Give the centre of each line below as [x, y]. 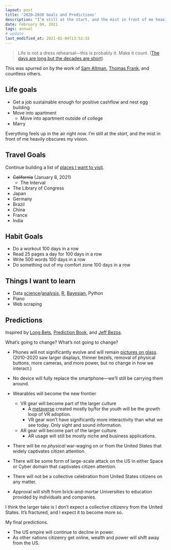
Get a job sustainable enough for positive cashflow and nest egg [80, 102]
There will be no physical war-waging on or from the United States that [87, 446]
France [20, 215]
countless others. [23, 73]
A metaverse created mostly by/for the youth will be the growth [94, 409]
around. [21, 383]
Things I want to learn [40, 281]
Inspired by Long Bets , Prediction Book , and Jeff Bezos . [64, 332]
